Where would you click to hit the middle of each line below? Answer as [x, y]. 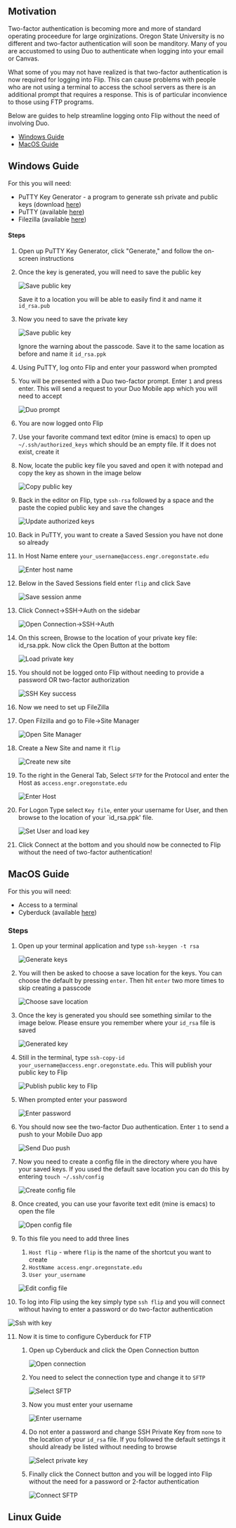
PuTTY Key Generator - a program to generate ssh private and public [118, 197]
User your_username [57, 1275]
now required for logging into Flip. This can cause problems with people [112, 79]
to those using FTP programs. [51, 102]
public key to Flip [43, 1072]
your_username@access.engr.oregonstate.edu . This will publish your [115, 1065]
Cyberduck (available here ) [57, 912]
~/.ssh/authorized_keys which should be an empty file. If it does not [117, 444]
